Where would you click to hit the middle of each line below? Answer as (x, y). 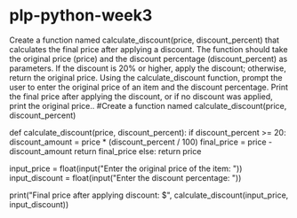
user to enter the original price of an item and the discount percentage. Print (149, 87)
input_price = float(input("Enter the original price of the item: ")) (126, 168)
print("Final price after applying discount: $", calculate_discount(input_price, (149, 195)
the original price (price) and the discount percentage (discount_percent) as (148, 58)
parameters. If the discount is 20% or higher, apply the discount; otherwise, (148, 68)
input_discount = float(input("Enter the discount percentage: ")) (125, 177)
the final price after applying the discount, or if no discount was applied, (141, 96)
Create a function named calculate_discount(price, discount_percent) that (144, 40)
